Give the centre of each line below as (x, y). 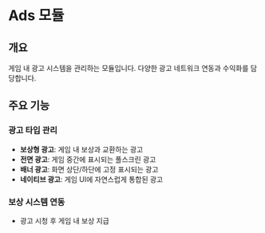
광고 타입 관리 (33, 130)
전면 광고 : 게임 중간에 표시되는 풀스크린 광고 (88, 159)
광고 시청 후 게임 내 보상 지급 (64, 220)
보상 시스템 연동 (37, 202)
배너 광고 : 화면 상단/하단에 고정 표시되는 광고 (89, 169)
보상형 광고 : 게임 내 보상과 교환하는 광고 (81, 149)
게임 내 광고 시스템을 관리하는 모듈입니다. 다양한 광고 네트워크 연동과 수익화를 (129, 68)
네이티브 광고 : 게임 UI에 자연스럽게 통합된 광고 (91, 179)
